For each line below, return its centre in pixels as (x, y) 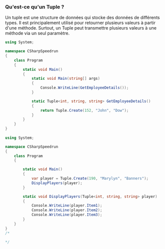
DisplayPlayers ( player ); (57, 183)
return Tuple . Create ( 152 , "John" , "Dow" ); (84, 110)
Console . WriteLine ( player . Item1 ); (67, 206)
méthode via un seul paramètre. (37, 33)
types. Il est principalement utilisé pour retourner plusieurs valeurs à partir (81, 23)
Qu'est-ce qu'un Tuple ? (35, 7)
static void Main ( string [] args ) (66, 79)
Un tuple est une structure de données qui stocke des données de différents (82, 18)
